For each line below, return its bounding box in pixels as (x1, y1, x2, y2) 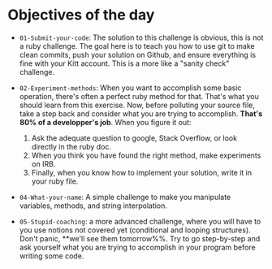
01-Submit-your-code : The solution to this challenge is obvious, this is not (19, 33, 264, 42)
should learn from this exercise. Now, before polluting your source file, (19, 100, 255, 110)
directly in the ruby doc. (31, 141, 111, 151)
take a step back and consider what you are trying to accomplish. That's (19, 108, 263, 119)
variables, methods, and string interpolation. (19, 201, 168, 210)
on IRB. (31, 158, 56, 168)
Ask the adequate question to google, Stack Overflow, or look (31, 132, 237, 143)
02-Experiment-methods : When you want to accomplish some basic (19, 83, 242, 93)
